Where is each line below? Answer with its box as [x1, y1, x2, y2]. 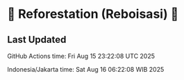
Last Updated [7, 34, 67, 46]
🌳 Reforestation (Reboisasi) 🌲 [7, 6, 179, 22]
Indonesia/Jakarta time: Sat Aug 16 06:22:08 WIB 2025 [7, 66, 165, 73]
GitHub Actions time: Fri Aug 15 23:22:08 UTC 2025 [7, 52, 155, 60]
